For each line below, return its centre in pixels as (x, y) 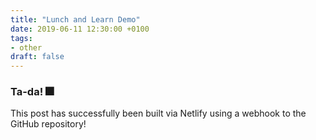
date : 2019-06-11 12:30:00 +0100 (80, 29)
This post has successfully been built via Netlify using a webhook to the (158, 113)
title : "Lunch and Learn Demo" (75, 19)
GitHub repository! (48, 124)
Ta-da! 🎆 (32, 92)
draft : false (37, 57)
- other (26, 47)
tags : (21, 38)
